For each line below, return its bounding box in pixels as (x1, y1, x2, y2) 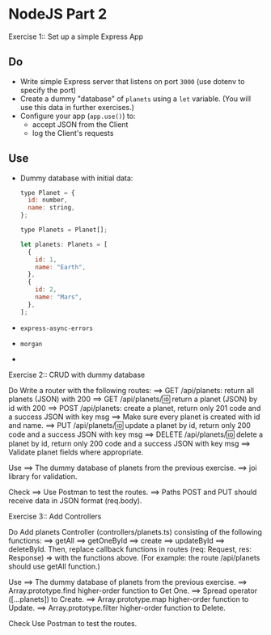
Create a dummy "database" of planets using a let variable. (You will (19, 94, 252, 104)
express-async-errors (19, 324, 93, 332)
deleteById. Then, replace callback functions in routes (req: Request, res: (8, 544, 252, 554)
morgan (19, 340, 43, 348)
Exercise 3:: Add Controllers (8, 511, 102, 521)
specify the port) (19, 85, 77, 95)
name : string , (28, 204, 75, 212)
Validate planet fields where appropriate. (8, 447, 144, 457)
